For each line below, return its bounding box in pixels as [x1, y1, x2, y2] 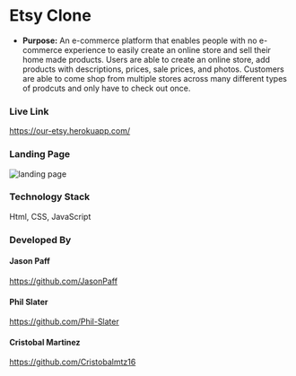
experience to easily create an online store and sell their [64, 44, 272, 55]
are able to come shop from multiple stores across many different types [22, 73, 287, 83]
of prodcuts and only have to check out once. [22, 83, 191, 93]
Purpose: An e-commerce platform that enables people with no [22, 35, 257, 46]
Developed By [9, 233, 72, 246]
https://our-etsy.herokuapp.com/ [9, 126, 131, 136]
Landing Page [9, 148, 71, 161]
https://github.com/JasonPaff [9, 275, 118, 286]
